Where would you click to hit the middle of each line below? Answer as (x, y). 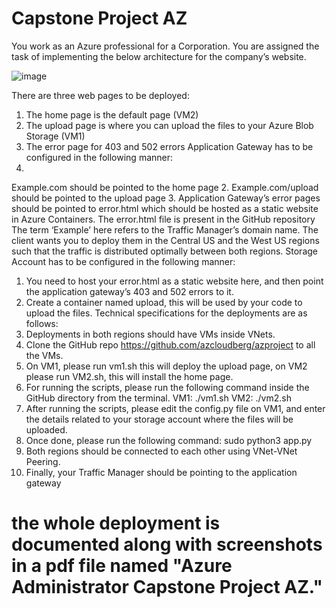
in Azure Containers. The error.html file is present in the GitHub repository (163, 219)
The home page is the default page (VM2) (112, 114)
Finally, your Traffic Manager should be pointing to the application (161, 472)
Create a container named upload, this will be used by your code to (164, 302)
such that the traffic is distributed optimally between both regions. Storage (164, 251)
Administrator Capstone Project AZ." (167, 587)
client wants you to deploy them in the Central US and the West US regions (165, 240)
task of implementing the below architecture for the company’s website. (159, 56)
